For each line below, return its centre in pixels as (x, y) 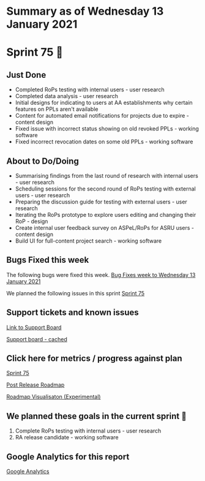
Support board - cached (37, 339)
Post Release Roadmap (35, 385)
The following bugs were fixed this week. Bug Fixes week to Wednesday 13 (101, 275)
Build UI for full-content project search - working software (88, 241)
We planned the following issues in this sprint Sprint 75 (76, 293)
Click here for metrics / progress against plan (94, 359)
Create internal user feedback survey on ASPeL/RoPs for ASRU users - (105, 228)
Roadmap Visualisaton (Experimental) (54, 397)
